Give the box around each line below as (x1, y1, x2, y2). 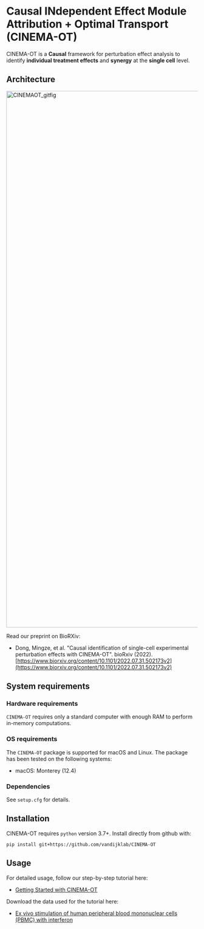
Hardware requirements (6, 700, 78, 708)
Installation (6, 813, 50, 824)
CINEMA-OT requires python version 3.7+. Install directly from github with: (6, 829, 191, 837)
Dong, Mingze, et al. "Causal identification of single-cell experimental (15, 644, 189, 652)
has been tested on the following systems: (6, 755, 112, 762)
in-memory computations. (6, 720, 72, 727)
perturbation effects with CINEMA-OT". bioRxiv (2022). (15, 650, 153, 658)
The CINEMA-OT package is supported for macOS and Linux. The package (6, 748, 188, 756)
